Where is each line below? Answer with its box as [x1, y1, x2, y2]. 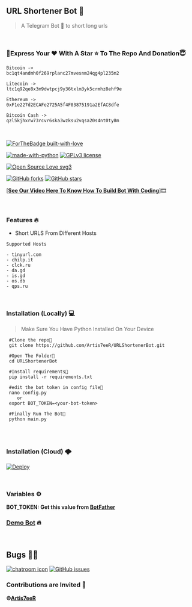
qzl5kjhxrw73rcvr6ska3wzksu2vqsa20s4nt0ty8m [6, 118, 119, 124]
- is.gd [6, 273, 26, 279]
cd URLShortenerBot [8, 358, 58, 364]
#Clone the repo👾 [8, 337, 52, 343]
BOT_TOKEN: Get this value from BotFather [6, 503, 116, 511]
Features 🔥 [6, 216, 39, 225]
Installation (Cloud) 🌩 [6, 447, 72, 455]
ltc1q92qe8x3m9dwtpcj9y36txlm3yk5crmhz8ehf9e [6, 86, 122, 92]
